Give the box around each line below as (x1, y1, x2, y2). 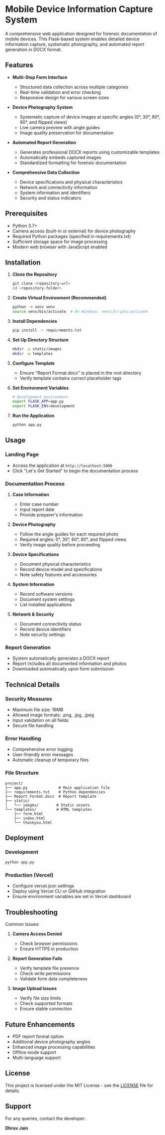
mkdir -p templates (12, 351, 53, 356)
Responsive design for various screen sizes (19, 94, 109, 100)
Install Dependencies (12, 318, 57, 324)
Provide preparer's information (19, 511, 83, 517)
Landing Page (5, 451, 39, 458)
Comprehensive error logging (12, 746, 73, 752)
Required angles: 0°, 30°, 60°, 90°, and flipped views (19, 536, 127, 542)
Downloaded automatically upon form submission (12, 666, 114, 672)
